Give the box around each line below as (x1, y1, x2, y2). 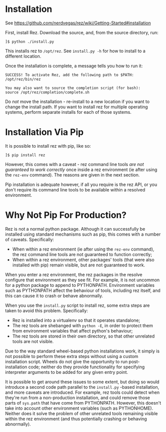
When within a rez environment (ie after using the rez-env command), (12, 246, 155, 252)
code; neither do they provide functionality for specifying (28, 364, 145, 370)
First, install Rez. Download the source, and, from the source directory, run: (5, 29, 159, 35)
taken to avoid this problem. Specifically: (5, 307, 88, 314)
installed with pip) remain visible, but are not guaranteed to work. (12, 262, 145, 268)
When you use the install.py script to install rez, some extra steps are (5, 302, 150, 308)
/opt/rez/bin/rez (5, 77, 41, 82)
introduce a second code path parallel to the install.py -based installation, (5, 384, 160, 390)
